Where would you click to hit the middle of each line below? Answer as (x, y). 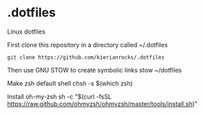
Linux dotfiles (27, 31)
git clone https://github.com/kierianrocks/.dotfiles (86, 57)
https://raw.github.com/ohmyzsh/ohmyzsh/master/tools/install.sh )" (102, 103)
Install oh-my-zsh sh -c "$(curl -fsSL (60, 97)
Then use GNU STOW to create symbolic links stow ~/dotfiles (94, 70)
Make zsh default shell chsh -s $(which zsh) (70, 83)
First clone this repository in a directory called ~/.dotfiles (88, 44)
